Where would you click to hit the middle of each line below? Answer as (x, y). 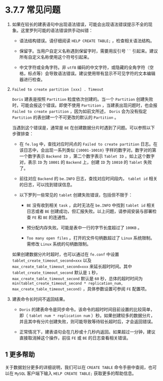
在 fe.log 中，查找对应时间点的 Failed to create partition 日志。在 (88, 144)
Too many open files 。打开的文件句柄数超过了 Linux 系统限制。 (91, 238)
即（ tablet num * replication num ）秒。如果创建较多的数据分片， (87, 315)
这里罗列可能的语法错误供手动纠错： (57, 30)
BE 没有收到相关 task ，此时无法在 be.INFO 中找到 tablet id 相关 (91, 205)
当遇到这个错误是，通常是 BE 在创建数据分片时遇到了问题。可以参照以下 (83, 127)
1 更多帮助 (20, 355)
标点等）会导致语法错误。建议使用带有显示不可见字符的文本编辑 (92, 73)
